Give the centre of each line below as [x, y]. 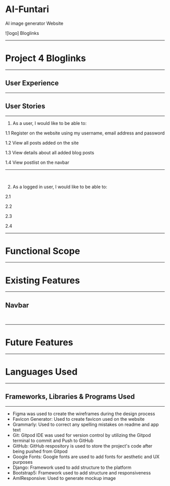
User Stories [25, 106]
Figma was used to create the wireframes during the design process [84, 414]
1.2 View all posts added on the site [42, 143]
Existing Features [42, 280]
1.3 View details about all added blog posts [50, 152]
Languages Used [41, 372]
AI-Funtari [27, 9]
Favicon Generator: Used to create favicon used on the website [79, 419]
